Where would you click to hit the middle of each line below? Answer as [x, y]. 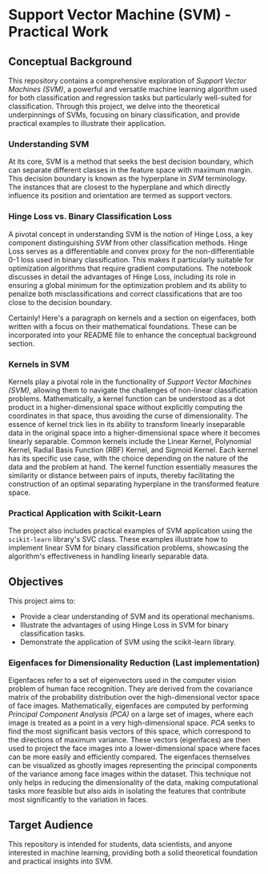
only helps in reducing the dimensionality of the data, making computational [133, 783]
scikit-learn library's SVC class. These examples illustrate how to [118, 539]
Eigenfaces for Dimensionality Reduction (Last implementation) [134, 662]
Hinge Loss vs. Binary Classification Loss [90, 217]
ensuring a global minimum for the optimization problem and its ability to [128, 285]
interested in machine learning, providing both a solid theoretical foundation [133, 853]
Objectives [36, 581]
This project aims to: [42, 601]
